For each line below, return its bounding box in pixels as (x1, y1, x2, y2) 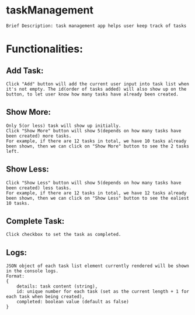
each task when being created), (6, 294, 85, 300)
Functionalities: (6, 42, 83, 56)
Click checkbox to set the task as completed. (6, 232, 121, 238)
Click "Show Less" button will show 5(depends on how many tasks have (6, 180, 182, 186)
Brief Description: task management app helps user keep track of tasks (6, 23, 187, 29)
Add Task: (6, 66, 44, 76)
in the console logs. (6, 268, 59, 274)
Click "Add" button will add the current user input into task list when (6, 81, 190, 87)
